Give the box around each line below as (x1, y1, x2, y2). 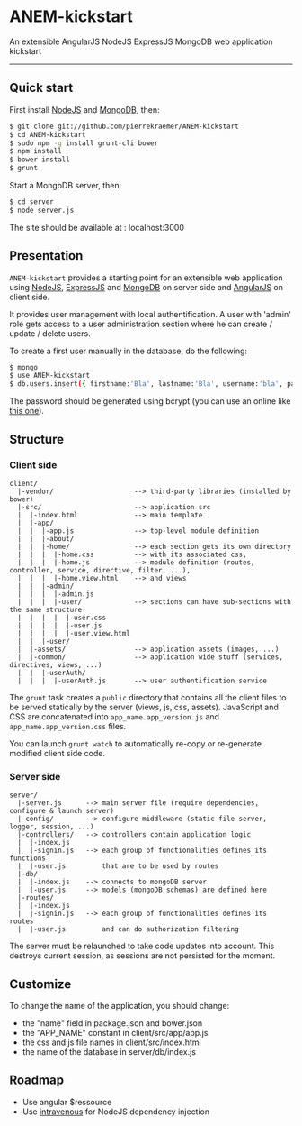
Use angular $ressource (22, 1096, 112, 1107)
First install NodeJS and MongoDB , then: (9, 104, 160, 114)
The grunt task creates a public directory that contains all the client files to (9, 691, 287, 702)
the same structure (9, 605, 83, 614)
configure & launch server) (9, 807, 115, 816)
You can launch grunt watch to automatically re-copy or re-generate (9, 737, 262, 749)
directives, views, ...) (9, 660, 102, 669)
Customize (9, 976, 72, 992)
